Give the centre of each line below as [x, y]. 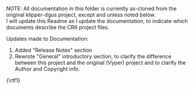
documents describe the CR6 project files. [58, 27]
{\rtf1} [13, 80]
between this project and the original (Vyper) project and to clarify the [100, 62]
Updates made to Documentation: [47, 39]
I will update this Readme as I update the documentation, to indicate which [97, 21]
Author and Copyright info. [47, 69]
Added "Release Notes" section [53, 50]
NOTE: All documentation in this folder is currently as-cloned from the [91, 9]
